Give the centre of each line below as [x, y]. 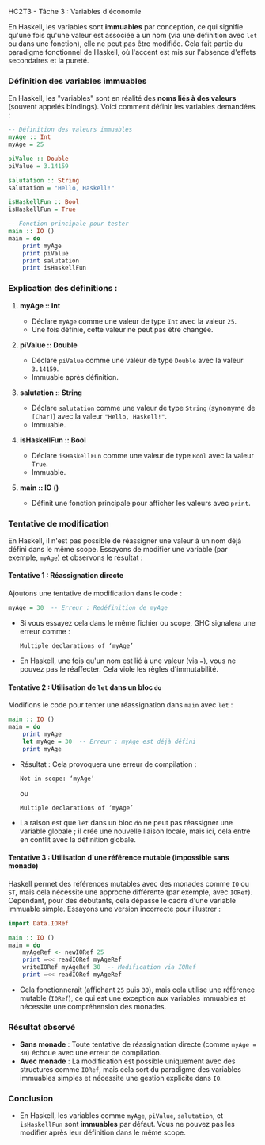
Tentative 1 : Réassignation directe [66, 576]
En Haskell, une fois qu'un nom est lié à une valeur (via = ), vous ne [127, 661]
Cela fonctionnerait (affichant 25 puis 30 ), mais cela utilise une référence [137, 990]
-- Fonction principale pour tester [68, 224]
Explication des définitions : [63, 289]
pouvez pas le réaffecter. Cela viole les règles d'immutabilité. [119, 668]
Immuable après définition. [75, 377]
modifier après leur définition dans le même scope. [102, 1132]
